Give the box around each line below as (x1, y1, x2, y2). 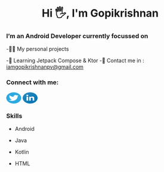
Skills (6, 112, 23, 120)
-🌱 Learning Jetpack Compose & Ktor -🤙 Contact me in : (6, 57, 144, 64)
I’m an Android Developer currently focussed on (6, 32, 148, 41)
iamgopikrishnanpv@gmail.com (6, 63, 83, 70)
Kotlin (14, 149, 29, 156)
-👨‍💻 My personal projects (6, 45, 69, 53)
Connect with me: (6, 78, 59, 87)
